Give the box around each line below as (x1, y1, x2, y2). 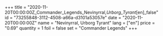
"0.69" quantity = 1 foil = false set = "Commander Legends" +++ (4, 25, 138, 31)
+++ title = (4, 4, 27, 10)
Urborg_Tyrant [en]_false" (106, 9, 158, 15)
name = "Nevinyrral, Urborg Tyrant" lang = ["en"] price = (37, 20, 155, 26)
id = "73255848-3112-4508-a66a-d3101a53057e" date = (4, 15, 121, 20)
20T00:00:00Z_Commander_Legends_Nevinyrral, (4, 9, 107, 15)
